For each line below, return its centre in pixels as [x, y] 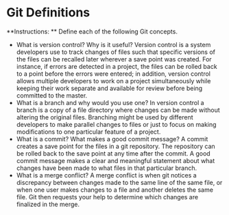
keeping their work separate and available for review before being [109, 88]
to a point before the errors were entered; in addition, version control [113, 74]
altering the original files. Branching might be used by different [105, 117]
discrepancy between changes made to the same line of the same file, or [119, 182]
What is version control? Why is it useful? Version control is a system [113, 44]
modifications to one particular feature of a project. [88, 132]
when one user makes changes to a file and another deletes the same [115, 190]
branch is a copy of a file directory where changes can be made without [118, 110]
